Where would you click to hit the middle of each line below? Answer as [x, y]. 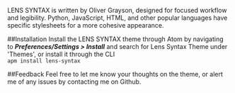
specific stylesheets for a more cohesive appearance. [86, 25]
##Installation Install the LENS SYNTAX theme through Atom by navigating [116, 39]
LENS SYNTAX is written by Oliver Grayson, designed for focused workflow [117, 10]
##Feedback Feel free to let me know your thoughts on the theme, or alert [115, 74]
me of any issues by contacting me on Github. [74, 82]
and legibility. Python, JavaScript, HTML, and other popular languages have [117, 18]
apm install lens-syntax [44, 61]
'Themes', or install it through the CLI [61, 54]
